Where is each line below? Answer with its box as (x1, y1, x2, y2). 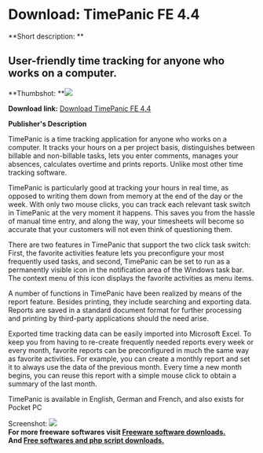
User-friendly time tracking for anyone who (8, 54, 225, 68)
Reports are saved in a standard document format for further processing (8, 305, 242, 315)
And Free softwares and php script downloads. (8, 435, 165, 445)
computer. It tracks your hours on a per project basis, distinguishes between (8, 142, 255, 152)
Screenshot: (8, 418, 48, 428)
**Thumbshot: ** (8, 88, 65, 98)
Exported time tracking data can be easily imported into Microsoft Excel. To (8, 329, 252, 338)
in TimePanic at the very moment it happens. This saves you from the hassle (8, 208, 255, 217)
